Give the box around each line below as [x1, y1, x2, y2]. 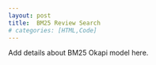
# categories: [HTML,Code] [8, 26, 97, 34]
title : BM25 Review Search [8, 19, 101, 27]
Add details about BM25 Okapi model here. [8, 48, 149, 58]
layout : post [8, 11, 51, 20]
